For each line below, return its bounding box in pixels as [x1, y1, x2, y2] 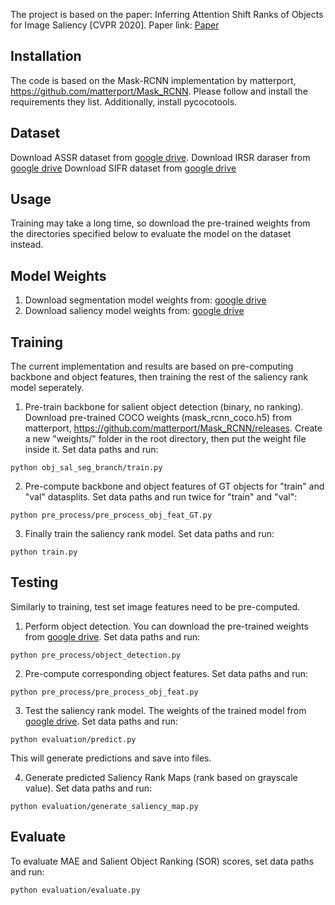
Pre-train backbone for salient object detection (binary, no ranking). [24, 401, 304, 413]
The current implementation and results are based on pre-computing [10, 360, 294, 373]
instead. [10, 239, 44, 251]
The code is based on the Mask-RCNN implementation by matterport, [10, 74, 297, 86]
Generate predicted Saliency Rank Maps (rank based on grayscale [24, 771, 298, 783]
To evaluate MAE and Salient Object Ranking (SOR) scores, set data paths [10, 855, 315, 867]
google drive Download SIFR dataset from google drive [10, 162, 237, 174]
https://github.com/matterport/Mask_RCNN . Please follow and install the [10, 85, 308, 97]
